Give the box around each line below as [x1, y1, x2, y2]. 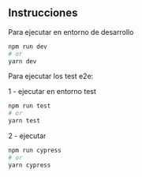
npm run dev [8, 43, 47, 51]
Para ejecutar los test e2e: [8, 71, 94, 81]
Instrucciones [8, 6, 78, 20]
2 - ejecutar [8, 131, 47, 141]
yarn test [8, 117, 41, 125]
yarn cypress [8, 161, 51, 169]
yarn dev [8, 57, 37, 66]
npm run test [8, 102, 51, 110]
